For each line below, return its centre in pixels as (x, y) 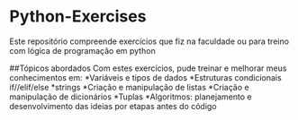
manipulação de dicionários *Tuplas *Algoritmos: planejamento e (131, 97)
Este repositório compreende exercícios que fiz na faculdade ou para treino (149, 41)
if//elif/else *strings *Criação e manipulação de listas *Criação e (129, 87)
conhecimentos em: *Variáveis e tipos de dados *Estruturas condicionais (145, 77)
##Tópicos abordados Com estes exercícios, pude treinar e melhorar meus (148, 68)
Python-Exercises (78, 17)
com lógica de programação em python (82, 50)
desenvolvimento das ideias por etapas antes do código (113, 106)
